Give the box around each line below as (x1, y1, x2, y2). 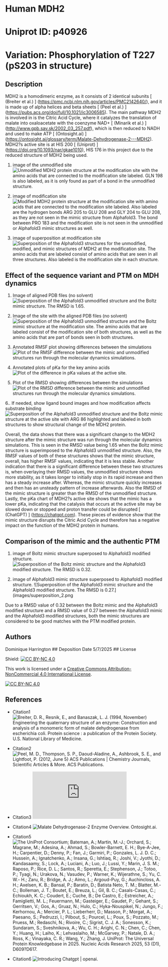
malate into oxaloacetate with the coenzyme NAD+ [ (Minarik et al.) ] (5, 120, 147, 126)
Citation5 (12, 833, 32, 839)
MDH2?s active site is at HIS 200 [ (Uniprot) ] (5, 142, 99, 148)
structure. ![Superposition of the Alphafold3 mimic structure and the (12, 582, 153, 587)
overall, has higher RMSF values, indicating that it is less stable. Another (5, 458, 154, 464)
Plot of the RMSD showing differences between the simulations (12, 380, 143, 386)
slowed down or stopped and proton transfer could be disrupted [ (5, 506, 140, 512)
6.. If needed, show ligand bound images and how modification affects (5, 400, 151, 406)
